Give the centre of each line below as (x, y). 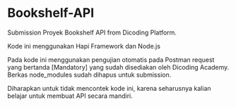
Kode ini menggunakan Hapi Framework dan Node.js (84, 46)
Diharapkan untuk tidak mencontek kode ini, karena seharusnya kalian (109, 88)
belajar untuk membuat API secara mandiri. (70, 96)
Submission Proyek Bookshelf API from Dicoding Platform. (92, 32)
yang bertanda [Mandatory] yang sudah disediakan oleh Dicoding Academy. (118, 67)
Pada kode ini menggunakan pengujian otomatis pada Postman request (111, 59)
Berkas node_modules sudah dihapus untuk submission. (89, 75)
